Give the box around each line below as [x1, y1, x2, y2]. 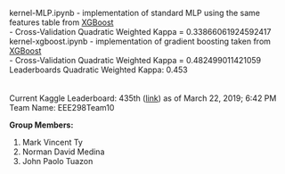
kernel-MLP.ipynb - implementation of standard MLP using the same [9, 8, 261, 18]
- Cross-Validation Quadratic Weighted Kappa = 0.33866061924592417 [9, 27, 272, 37]
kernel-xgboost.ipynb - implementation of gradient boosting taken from [9, 36, 272, 46]
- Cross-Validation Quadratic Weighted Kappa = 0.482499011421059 [9, 55, 262, 65]
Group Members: [9, 120, 74, 130]
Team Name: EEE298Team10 [9, 103, 115, 112]
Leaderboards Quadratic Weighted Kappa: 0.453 [9, 64, 189, 75]
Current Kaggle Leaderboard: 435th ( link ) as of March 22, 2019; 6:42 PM [9, 93, 277, 104]
